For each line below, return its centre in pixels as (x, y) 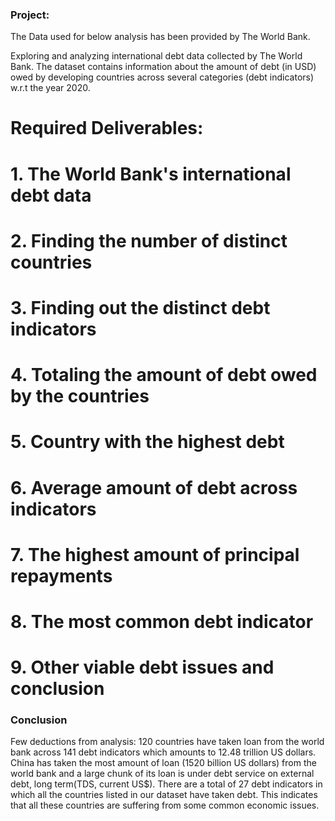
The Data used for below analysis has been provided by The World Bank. (160, 37)
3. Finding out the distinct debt (140, 308)
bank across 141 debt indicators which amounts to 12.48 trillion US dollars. (163, 752)
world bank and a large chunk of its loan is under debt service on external (162, 774)
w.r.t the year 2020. (50, 88)
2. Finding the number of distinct (149, 240)
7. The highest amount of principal (155, 554)
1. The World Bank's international (151, 174)
